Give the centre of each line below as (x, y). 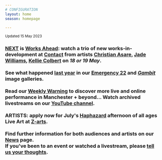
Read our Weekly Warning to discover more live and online (75, 91)
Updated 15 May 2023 (24, 36)
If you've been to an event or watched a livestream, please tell (80, 146)
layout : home (18, 14)
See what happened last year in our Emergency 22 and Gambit (80, 73)
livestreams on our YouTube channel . (50, 103)
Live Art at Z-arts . (27, 121)
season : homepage (23, 19)
